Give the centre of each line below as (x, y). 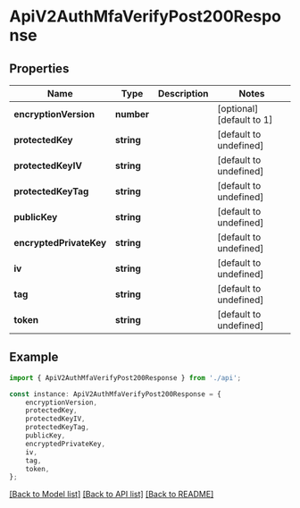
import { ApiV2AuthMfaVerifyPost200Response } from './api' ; (125, 377)
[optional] (238, 109)
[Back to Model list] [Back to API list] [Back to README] (112, 495)
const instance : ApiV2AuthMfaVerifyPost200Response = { (115, 394)
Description (183, 93)
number (132, 114)
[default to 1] (245, 120)
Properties (39, 68)
